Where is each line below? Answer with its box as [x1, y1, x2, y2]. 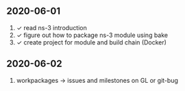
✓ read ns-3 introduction [16, 23, 87, 31]
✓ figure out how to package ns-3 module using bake [16, 31, 169, 39]
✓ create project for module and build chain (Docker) [16, 38, 167, 47]
